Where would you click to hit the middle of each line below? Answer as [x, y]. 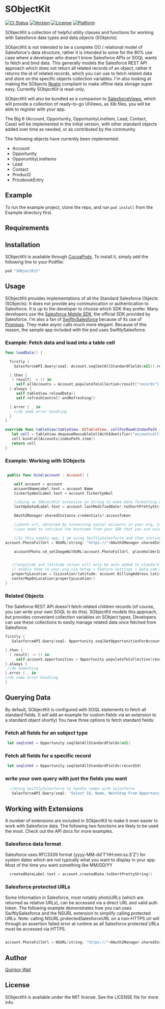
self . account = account [38, 484]
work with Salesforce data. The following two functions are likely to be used [82, 826]
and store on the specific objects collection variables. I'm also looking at [78, 78]
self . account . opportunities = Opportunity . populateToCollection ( [84, 659]
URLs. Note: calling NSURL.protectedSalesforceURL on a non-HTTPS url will [82, 919]
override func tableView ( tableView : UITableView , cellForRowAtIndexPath [81, 430]
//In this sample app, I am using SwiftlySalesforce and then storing [88, 538]
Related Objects [25, 596]
